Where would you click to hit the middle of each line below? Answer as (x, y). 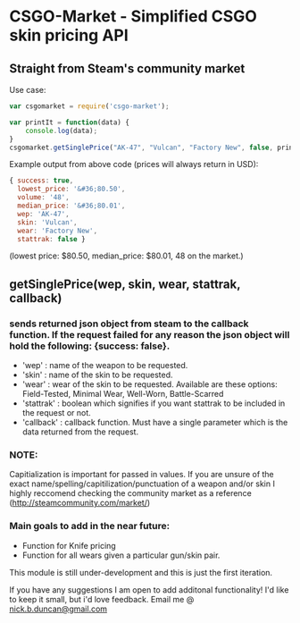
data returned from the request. (80, 432)
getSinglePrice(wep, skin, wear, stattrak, (125, 284)
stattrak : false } (52, 239)
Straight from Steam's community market (127, 68)
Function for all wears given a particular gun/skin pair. (121, 555)
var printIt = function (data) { (69, 122)
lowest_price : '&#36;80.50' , (71, 189)
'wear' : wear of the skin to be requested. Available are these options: (150, 384)
